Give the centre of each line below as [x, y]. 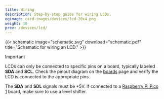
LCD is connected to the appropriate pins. [48, 77]
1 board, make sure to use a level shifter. [46, 92]
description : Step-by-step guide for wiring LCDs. [58, 14]
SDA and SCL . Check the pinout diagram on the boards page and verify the [82, 71]
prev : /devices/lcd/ [26, 28]
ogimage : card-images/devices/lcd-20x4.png [51, 19]
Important [15, 57]
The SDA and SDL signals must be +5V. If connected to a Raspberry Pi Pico [82, 86]
